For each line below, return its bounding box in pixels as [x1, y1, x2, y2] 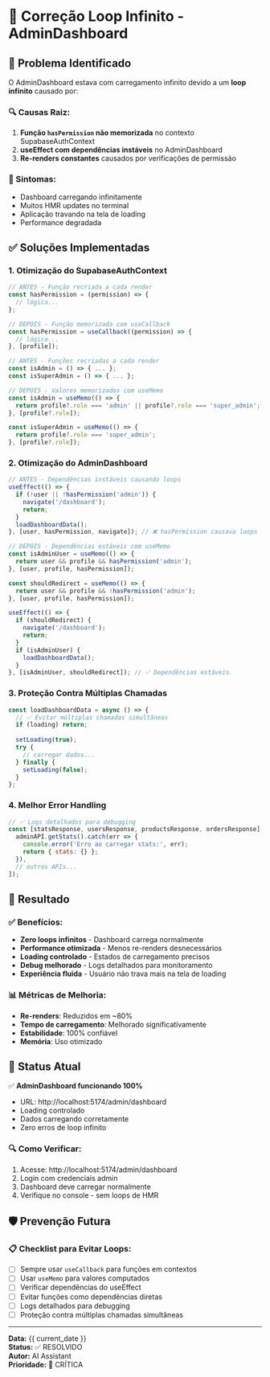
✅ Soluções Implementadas [8, 240, 150, 254]
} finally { [15, 758, 56, 766]
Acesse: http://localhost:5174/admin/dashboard [19, 1165, 178, 1174]
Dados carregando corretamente [19, 1114, 129, 1124]
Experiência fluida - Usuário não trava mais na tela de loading [19, 969, 227, 979]
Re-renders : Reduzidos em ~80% [19, 1010, 133, 1020]
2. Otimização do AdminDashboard [8, 457, 148, 469]
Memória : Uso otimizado [19, 1036, 103, 1046]
